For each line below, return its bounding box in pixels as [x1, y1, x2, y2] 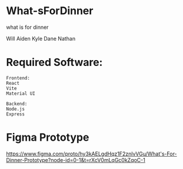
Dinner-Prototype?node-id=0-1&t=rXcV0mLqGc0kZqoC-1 [6, 156, 145, 163]
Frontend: [6, 75, 31, 81]
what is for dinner [6, 24, 49, 31]
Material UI [6, 90, 35, 97]
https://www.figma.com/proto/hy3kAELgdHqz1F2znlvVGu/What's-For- [6, 150, 178, 157]
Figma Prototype [6, 131, 89, 144]
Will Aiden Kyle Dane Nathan [6, 35, 75, 42]
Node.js [6, 106, 25, 112]
